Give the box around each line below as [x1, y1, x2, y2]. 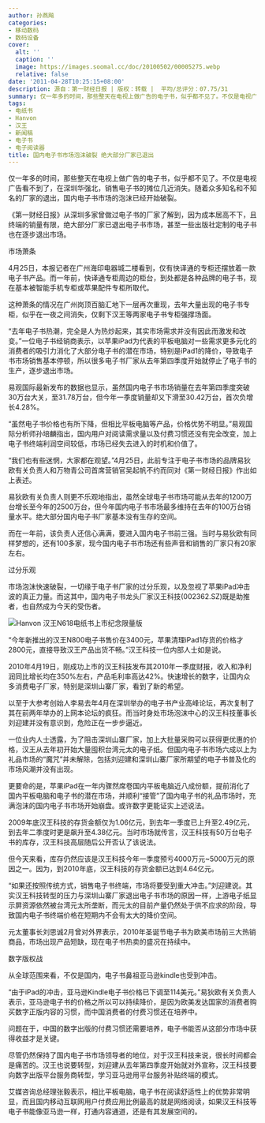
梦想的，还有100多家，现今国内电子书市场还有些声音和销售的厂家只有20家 [14, 538, 256, 548]
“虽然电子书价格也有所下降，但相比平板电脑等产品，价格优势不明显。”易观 [8, 419, 246, 429]
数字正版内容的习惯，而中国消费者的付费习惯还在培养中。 [14, 1007, 202, 1016]
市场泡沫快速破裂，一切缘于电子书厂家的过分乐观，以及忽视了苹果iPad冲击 [8, 582, 251, 592]
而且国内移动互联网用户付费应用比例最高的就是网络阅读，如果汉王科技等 [21, 1097, 257, 1106]
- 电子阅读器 [8, 144, 45, 152]
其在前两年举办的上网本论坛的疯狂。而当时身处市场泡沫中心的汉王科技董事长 [8, 708, 257, 718]
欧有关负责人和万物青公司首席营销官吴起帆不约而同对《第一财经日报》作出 [8, 466, 250, 475]
